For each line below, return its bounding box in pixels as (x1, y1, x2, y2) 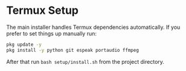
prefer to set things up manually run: (6, 29, 97, 37)
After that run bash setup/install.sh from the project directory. (6, 58, 165, 65)
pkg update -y (6, 42, 42, 48)
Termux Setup (6, 4, 79, 17)
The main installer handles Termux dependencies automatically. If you (6, 23, 181, 31)
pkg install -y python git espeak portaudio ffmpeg (6, 47, 139, 53)
